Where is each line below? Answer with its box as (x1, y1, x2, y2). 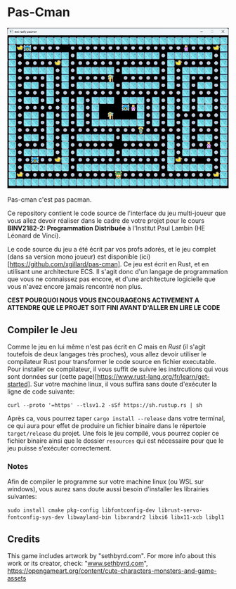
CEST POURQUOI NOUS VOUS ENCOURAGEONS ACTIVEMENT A (7, 296, 199, 304)
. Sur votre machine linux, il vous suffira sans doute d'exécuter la (29, 380, 218, 389)
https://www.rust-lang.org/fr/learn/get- (97, 373, 210, 381)
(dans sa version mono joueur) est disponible (7, 252, 138, 261)
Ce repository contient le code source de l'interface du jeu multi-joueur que (7, 209, 226, 218)
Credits (7, 533, 41, 545)
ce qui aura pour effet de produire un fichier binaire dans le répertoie (7, 422, 206, 430)
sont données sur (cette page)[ (7, 373, 98, 381)
